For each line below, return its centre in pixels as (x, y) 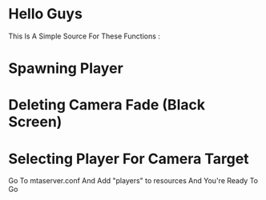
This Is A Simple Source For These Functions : (84, 36)
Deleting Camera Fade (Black (107, 105)
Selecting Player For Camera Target (129, 159)
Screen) (35, 122)
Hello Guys (45, 14)
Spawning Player (66, 68)
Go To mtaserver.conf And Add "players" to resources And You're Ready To (133, 181)
